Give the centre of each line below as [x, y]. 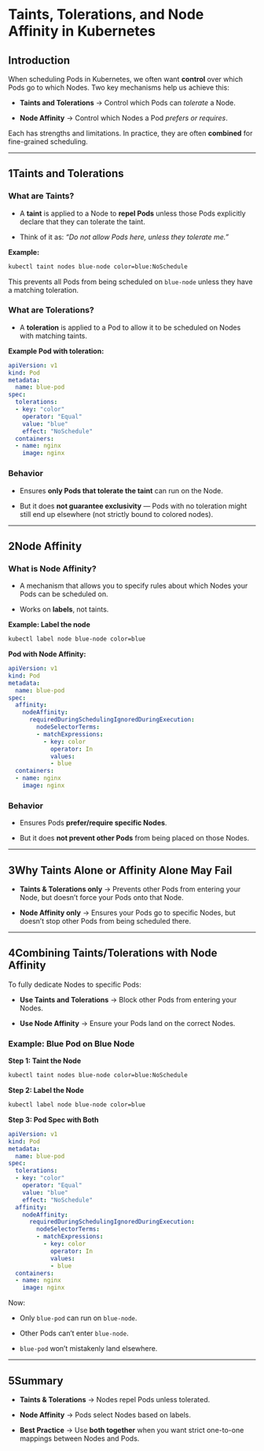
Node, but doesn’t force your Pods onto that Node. [102, 898]
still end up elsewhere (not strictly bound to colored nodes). [116, 514]
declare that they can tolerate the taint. [82, 221]
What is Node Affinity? [52, 568]
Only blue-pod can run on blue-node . [78, 1318]
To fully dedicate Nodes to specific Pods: [75, 984]
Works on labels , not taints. [64, 609]
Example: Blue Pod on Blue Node [71, 1043]
